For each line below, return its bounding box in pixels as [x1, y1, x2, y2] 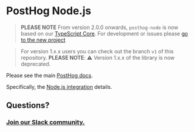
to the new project [20, 36, 66, 43]
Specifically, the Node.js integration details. [6, 83, 113, 90]
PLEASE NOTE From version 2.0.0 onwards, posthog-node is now [20, 24, 179, 31]
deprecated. [20, 60, 51, 67]
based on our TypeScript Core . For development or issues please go [20, 30, 188, 37]
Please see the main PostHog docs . [6, 72, 93, 79]
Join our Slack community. [6, 118, 85, 127]
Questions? [6, 101, 50, 111]
